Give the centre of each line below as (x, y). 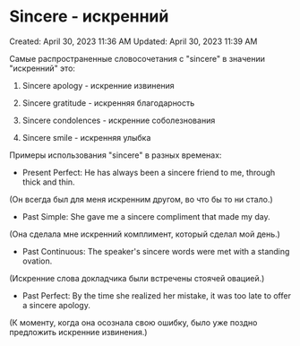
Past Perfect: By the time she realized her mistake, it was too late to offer (156, 295)
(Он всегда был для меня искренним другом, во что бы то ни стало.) (141, 199)
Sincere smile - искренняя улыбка (86, 137)
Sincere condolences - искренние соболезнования (119, 120)
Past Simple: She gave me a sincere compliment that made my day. (146, 216)
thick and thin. (48, 182)
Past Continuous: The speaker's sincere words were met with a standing (156, 251)
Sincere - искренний (89, 17)
